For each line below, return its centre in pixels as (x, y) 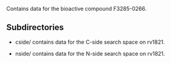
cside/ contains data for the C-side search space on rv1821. (90, 42)
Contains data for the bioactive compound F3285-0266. (77, 9)
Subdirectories (35, 27)
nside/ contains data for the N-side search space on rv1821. (90, 53)
